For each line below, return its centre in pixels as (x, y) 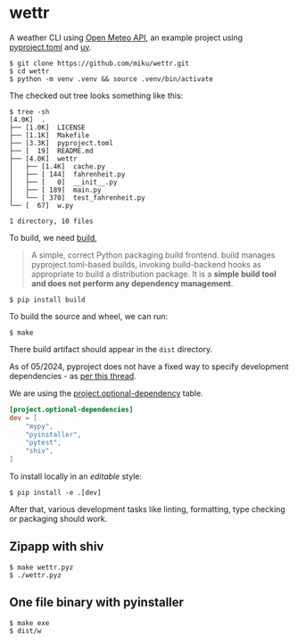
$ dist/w (25, 631)
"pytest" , (44, 443)
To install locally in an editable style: (76, 476)
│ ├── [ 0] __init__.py (63, 182)
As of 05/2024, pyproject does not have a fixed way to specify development (149, 366)
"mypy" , (39, 426)
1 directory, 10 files (51, 221)
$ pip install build (48, 300)
